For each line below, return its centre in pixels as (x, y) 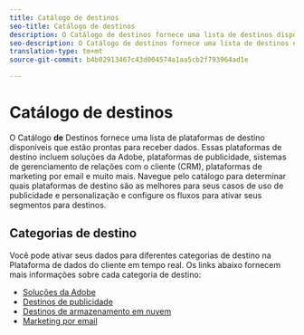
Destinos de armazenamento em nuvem (97, 311)
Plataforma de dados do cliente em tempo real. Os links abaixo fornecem (145, 264)
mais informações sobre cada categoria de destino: (105, 274)
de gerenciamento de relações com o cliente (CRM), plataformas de (136, 166)
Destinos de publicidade (67, 301)
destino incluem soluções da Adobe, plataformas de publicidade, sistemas (148, 157)
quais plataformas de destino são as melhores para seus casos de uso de (147, 186)
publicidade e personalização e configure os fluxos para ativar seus (136, 195)
